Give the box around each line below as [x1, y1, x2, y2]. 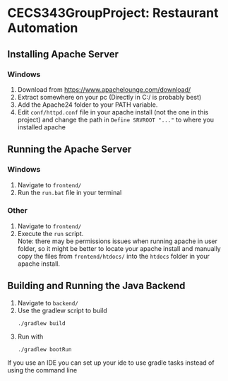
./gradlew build [17, 320, 66, 327]
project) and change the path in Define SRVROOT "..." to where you [17, 115, 214, 124]
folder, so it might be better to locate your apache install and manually [17, 244, 221, 252]
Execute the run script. [17, 229, 84, 238]
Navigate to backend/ [17, 298, 79, 307]
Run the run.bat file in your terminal [17, 188, 122, 197]
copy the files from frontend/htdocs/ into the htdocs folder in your [17, 252, 210, 260]
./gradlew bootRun [17, 346, 72, 353]
